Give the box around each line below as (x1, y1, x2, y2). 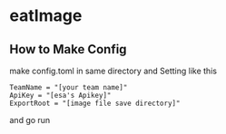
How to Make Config (9, 42, 127, 57)
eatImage (9, 5, 83, 26)
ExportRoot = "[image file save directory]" (9, 99, 181, 108)
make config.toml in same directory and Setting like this (9, 65, 218, 76)
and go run (9, 115, 51, 125)
